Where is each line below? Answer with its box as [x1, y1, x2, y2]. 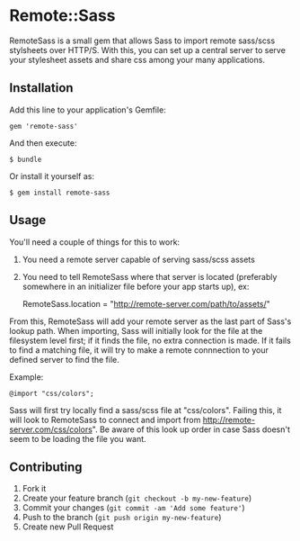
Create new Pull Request [22, 521, 114, 532]
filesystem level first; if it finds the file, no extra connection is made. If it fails [9, 335, 292, 346]
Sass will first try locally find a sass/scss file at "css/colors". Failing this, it [9, 404, 282, 415]
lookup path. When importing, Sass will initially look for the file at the [9, 325, 263, 336]
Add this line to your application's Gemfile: [9, 104, 166, 115]
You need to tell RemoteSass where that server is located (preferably [22, 271, 278, 282]
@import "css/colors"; [9, 389, 94, 398]
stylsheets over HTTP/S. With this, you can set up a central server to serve [9, 44, 286, 55]
